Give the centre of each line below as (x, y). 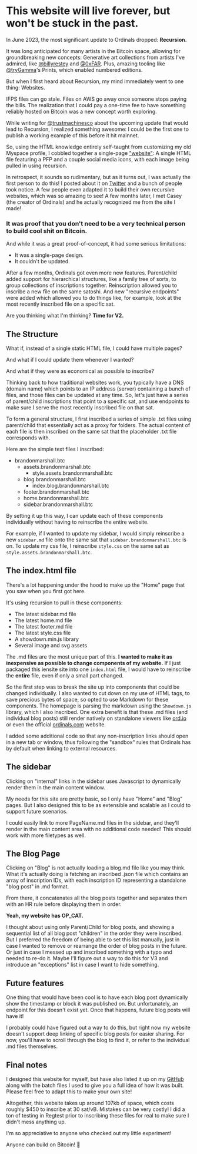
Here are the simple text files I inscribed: (55, 449)
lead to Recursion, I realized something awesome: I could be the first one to (98, 129)
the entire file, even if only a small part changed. (65, 675)
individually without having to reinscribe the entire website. (77, 522)
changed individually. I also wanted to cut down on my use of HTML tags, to (98, 693)
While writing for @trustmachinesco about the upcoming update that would (97, 123)
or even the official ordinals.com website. (56, 724)
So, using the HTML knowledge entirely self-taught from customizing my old (98, 147)
